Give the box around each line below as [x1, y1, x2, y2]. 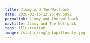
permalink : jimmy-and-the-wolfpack [5, 16, 79, 21]
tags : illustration [5, 26, 45, 31]
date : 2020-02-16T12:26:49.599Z [5, 12, 72, 17]
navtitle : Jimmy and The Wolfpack [5, 21, 77, 26]
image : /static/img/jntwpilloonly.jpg [5, 30, 85, 35]
